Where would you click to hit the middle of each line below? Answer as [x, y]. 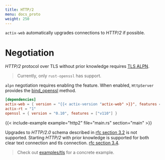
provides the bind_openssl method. [41, 91]
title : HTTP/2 [20, 10]
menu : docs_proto [23, 14]
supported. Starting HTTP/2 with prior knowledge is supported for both [77, 137]
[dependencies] [21, 100]
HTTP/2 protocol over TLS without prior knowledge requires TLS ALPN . [77, 66]
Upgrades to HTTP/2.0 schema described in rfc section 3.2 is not [71, 132]
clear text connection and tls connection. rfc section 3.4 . [62, 143]
